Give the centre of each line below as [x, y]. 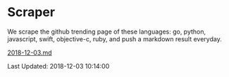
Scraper [31, 12]
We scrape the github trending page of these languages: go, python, [107, 31]
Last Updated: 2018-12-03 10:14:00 [58, 66]
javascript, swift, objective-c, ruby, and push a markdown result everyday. [114, 38]
